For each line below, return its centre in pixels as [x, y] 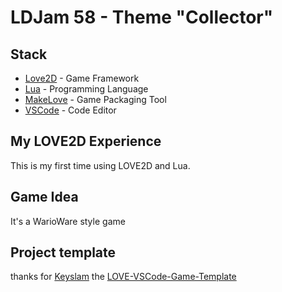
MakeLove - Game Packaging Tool [95, 99]
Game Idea [44, 197]
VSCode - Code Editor [70, 110]
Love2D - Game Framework [82, 78]
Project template [63, 252]
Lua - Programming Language [86, 89]
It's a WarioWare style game [68, 221]
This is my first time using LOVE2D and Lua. [100, 165]
